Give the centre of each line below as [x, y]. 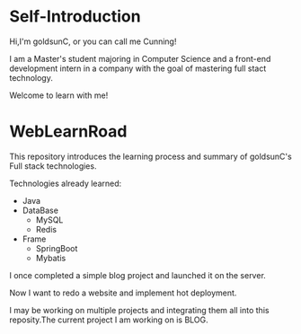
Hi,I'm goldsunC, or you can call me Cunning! [93, 41]
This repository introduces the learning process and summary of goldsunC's [150, 156]
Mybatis [51, 258]
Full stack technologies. [53, 166]
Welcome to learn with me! [59, 95]
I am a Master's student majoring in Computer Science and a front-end [140, 58]
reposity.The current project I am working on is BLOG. [109, 320]
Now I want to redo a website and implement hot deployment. [123, 293]
